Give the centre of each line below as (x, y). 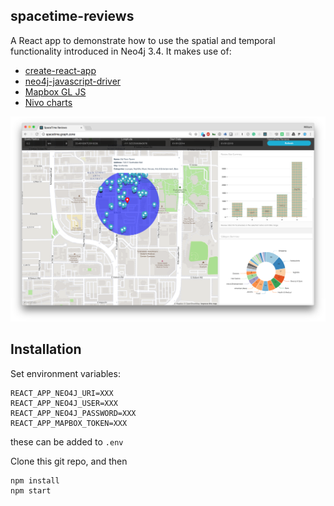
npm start (31, 490)
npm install (35, 480)
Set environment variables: (65, 373)
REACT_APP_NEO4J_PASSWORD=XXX (73, 413)
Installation (46, 349)
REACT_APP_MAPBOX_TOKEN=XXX (69, 423)
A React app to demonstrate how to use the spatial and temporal (143, 40)
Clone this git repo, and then (69, 461)
